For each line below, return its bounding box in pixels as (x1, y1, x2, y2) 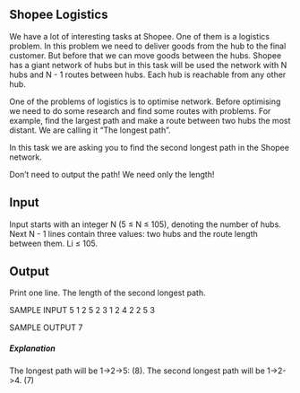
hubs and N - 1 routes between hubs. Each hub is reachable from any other (9, 69, 287, 80)
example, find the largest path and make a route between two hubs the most (9, 115, 291, 126)
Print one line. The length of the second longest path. (9, 287, 206, 299)
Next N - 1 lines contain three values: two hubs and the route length (9, 228, 258, 239)
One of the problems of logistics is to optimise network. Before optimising (9, 96, 281, 107)
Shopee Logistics (9, 7, 108, 22)
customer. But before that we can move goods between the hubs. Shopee (9, 49, 282, 61)
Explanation (9, 343, 56, 354)
